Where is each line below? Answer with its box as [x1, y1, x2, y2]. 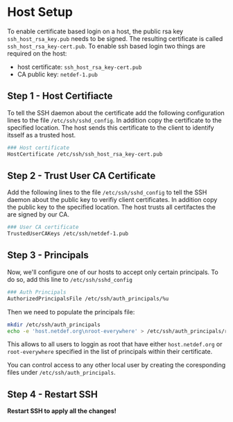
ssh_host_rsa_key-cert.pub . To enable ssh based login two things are [7, 42, 206, 50]
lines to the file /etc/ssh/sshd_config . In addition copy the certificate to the [7, 116, 222, 124]
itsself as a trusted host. [7, 130, 76, 139]
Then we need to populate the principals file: [7, 307, 135, 316]
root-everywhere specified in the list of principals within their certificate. [7, 348, 213, 356]
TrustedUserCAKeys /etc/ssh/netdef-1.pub [7, 230, 129, 237]
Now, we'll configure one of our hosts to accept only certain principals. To [7, 268, 218, 276]
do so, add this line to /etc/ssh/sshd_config [7, 275, 133, 283]
